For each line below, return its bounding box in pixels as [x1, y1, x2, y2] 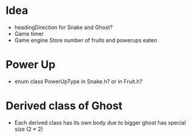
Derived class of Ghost [5, 99, 123, 113]
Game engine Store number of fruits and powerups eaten [14, 36, 157, 44]
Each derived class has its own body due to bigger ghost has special [14, 119, 186, 126]
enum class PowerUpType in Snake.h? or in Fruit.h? [14, 77, 143, 85]
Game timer [14, 30, 44, 37]
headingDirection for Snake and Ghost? [14, 24, 113, 31]
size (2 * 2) [14, 125, 44, 133]
